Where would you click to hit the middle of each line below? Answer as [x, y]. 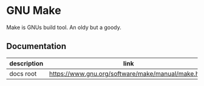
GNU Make [34, 11]
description [26, 63]
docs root [23, 73]
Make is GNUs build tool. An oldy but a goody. [64, 27]
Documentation [36, 46]
